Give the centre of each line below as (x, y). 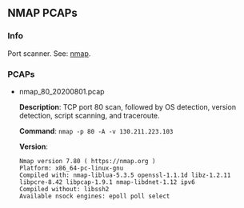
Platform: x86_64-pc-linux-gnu (71, 168)
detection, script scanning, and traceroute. (90, 115)
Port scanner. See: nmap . (49, 53)
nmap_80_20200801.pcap (62, 91)
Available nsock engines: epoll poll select (94, 196)
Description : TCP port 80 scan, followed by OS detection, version (128, 106)
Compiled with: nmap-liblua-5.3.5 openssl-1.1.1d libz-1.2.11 (125, 175)
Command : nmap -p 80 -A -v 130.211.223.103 (96, 130)
